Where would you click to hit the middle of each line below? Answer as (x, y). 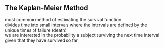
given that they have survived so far (41, 40)
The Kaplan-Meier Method (47, 8)
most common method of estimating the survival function (63, 19)
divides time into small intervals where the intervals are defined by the (76, 25)
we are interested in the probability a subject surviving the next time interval (82, 35)
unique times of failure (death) (36, 30)
